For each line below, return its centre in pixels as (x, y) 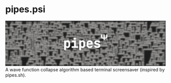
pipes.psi (25, 9)
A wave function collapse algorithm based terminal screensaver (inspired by (85, 69)
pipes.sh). (16, 75)
